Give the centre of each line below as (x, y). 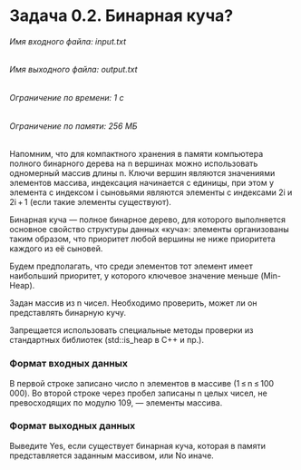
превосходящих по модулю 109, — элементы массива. (116, 402)
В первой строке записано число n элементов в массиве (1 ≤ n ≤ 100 (142, 383)
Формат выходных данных (73, 426)
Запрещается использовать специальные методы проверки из (131, 330)
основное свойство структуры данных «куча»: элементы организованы (150, 230)
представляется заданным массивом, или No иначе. (112, 455)
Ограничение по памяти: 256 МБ (73, 126)
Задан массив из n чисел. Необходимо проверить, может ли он (133, 303)
